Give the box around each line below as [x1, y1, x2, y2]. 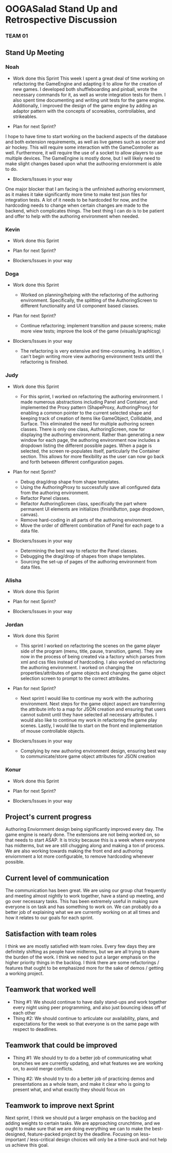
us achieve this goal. [5, 1142, 49, 1148]
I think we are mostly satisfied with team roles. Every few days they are [5, 943, 156, 949]
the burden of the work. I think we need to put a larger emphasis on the [5, 954, 156, 960]
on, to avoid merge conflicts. [12, 1065, 73, 1071]
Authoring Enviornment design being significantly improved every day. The [5, 826, 164, 832]
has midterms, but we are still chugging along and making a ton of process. [5, 843, 165, 849]
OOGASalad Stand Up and [5, 3, 118, 15]
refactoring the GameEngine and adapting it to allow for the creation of [12, 81, 163, 87]
